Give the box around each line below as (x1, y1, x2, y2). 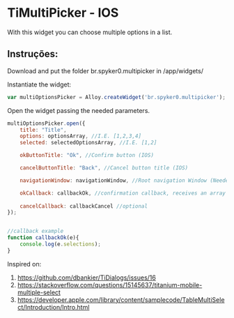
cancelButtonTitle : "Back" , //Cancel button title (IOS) (19, 165, 189, 172)
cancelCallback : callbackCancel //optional (19, 202, 148, 210)
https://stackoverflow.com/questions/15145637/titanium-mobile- (17, 280, 203, 289)
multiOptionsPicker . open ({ (7, 120, 86, 127)
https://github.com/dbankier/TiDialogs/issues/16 (17, 273, 157, 282)
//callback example (7, 228, 64, 235)
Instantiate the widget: (7, 80, 72, 89)
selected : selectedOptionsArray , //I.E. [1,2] (19, 139, 157, 146)
